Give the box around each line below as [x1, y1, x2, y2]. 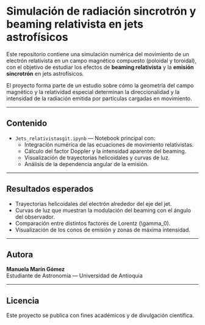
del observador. [15, 213, 55, 221]
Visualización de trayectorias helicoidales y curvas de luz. [24, 154, 170, 161]
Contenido [6, 118, 48, 129]
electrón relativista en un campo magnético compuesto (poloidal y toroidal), [6, 57, 197, 64]
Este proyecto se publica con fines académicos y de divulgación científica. [6, 312, 194, 319]
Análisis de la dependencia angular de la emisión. [24, 160, 149, 167]
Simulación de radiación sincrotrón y [6, 4, 196, 18]
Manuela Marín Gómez [6, 266, 65, 273]
